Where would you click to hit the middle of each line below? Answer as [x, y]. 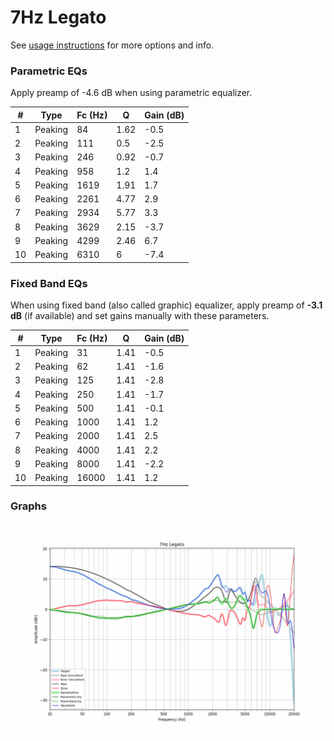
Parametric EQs [49, 71]
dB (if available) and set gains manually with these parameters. [140, 316]
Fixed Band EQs [49, 283]
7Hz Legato [58, 17]
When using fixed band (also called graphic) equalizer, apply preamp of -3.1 [166, 305]
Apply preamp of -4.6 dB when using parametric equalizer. [131, 93]
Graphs [28, 506]
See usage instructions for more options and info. [112, 45]
